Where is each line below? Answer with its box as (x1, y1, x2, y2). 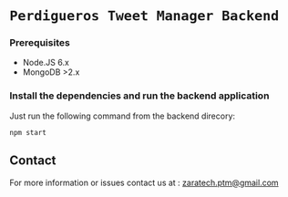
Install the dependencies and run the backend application (9, 89, 270, 102)
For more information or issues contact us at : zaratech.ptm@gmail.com (9, 177, 280, 188)
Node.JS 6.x (22, 57, 70, 68)
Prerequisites (9, 36, 70, 49)
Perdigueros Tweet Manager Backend (9, 7, 280, 25)
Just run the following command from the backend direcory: (9, 110, 235, 121)
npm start (9, 128, 47, 137)
